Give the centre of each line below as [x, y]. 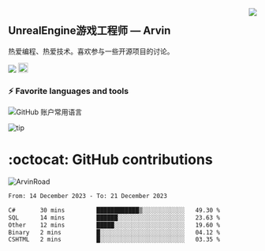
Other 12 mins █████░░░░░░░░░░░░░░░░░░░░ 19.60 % [114, 225]
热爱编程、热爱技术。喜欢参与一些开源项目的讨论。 [91, 51]
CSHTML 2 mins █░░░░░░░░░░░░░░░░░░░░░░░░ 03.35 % [114, 240]
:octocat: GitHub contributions [110, 160]
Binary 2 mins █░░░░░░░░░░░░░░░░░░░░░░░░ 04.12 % [114, 232]
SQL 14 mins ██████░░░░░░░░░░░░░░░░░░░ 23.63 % [114, 217]
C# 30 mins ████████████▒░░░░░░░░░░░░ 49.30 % [114, 210]
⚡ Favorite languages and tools [68, 91]
